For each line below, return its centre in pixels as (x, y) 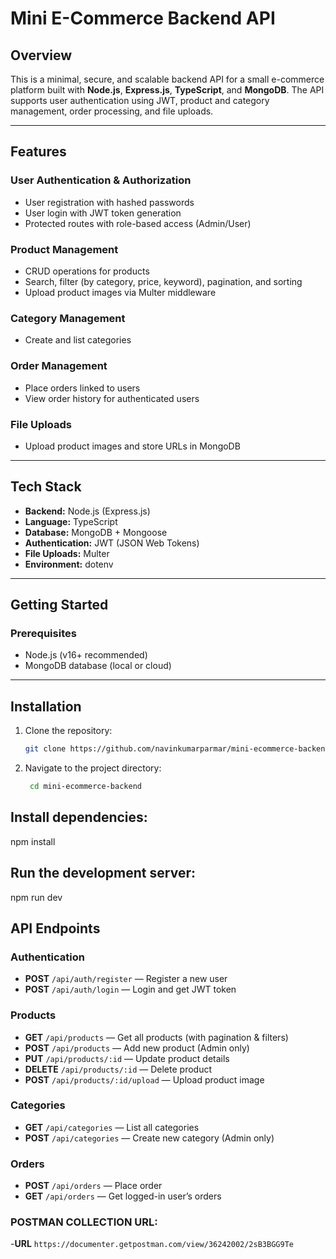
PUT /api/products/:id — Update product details (127, 1058)
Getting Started (59, 605)
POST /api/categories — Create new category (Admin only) (149, 1138)
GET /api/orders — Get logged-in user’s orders (123, 1196)
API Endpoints (55, 928)
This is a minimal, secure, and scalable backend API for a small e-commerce (167, 79)
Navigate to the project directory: (93, 768)
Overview (41, 55)
